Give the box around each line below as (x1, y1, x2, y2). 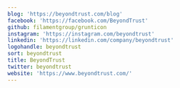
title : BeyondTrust (7, 57, 66, 64)
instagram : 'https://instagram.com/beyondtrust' (7, 30, 155, 38)
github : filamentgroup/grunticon (7, 23, 107, 31)
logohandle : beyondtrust (7, 43, 81, 50)
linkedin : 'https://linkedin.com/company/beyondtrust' (7, 37, 174, 44)
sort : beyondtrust (7, 50, 62, 57)
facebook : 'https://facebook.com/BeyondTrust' (7, 17, 149, 24)
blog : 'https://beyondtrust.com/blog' (7, 10, 123, 18)
